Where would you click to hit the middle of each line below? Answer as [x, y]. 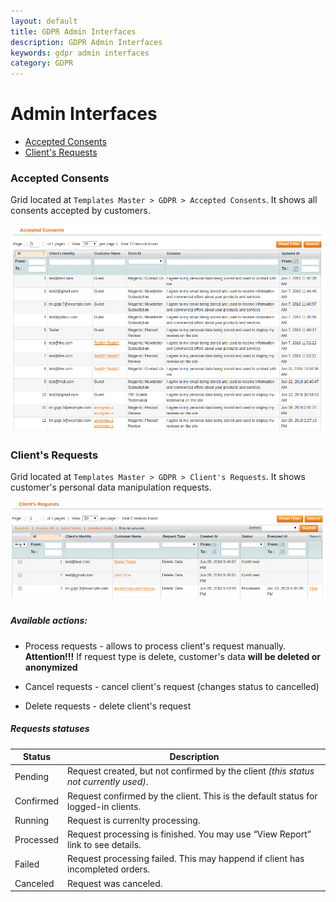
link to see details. [104, 845]
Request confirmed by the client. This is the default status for [192, 796]
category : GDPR [42, 63]
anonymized [51, 667]
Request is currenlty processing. [134, 820]
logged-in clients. [104, 806]
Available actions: [49, 621]
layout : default [44, 21]
